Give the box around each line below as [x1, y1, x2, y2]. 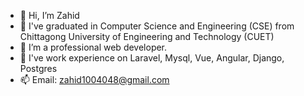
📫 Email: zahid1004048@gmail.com [19, 74, 170, 85]
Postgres [19, 63, 58, 74]
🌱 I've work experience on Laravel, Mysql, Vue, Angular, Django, [19, 52, 285, 64]
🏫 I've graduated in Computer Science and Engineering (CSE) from [19, 20, 295, 32]
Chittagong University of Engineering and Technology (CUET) [19, 31, 275, 42]
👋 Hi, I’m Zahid [19, 10, 80, 21]
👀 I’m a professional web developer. [19, 41, 168, 53]
